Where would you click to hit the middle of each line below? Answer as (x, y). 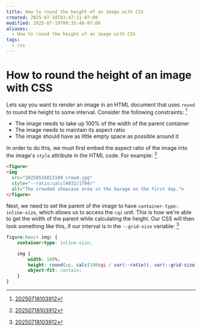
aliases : (17, 29)
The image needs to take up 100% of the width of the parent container (102, 123)
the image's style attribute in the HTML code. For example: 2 (82, 155)
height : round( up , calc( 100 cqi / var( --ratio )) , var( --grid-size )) (114, 265)
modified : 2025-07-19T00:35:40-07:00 (54, 23)
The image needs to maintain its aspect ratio (70, 130)
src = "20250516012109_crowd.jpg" (52, 178)
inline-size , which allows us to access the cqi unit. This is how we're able (99, 212)
